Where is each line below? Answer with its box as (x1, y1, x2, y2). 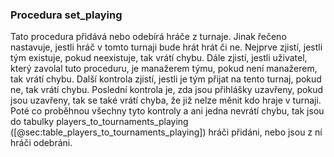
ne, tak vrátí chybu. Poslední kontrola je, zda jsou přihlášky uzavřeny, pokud (10, 84, 324, 96)
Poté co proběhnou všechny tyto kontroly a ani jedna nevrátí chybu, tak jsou (10, 105, 325, 117)
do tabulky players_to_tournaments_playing (10, 116, 189, 128)
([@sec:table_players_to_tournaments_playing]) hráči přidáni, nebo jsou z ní (10, 126, 323, 138)
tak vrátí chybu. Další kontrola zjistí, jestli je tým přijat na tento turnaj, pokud (10, 73, 322, 85)
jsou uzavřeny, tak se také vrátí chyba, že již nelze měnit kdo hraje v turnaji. (10, 94, 322, 107)
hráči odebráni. (10, 137, 73, 149)
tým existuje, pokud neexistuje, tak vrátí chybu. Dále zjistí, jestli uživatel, (10, 52, 308, 64)
